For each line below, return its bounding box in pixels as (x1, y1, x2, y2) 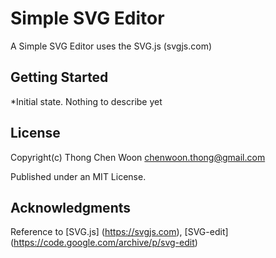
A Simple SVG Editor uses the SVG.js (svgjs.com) (10, 40, 213, 52)
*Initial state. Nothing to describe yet (10, 95, 163, 107)
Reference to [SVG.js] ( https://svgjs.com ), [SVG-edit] (10, 226, 229, 238)
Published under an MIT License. (10, 170, 147, 182)
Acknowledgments (10, 199, 132, 216)
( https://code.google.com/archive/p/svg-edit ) (10, 237, 198, 249)
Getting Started (10, 69, 109, 86)
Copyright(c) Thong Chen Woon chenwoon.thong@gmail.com (10, 151, 266, 163)
